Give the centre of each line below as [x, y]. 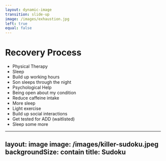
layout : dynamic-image [28, 10]
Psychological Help [32, 88]
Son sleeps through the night [42, 82]
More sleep [24, 103]
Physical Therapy [30, 66]
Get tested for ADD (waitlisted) [43, 119]
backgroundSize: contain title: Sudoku [65, 152]
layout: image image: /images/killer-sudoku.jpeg [82, 144]
